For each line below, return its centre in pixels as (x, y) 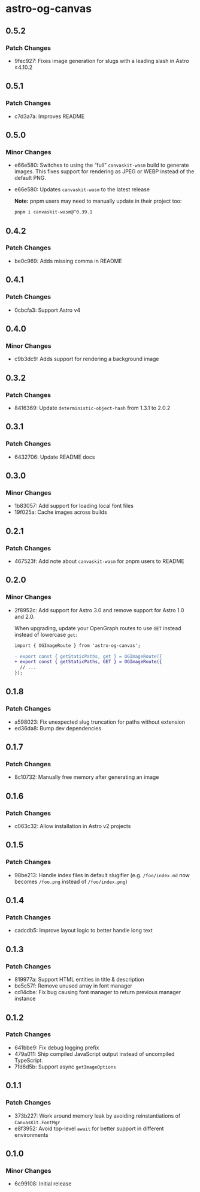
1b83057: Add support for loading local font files (74, 506)
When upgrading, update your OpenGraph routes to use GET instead (98, 628)
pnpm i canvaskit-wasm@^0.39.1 (53, 212)
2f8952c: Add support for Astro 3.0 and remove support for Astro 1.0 (99, 610)
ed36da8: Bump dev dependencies (58, 728)
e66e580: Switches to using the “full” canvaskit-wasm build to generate (101, 165)
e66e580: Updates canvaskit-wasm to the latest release (82, 189)
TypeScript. (28, 1060)
